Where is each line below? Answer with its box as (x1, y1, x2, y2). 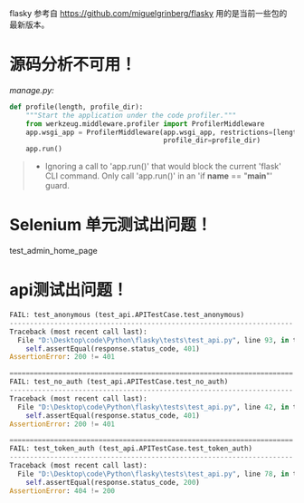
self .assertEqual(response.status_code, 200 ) (25, 478, 201, 487)
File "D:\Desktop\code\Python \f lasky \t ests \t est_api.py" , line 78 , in (17, 469, 290, 479)
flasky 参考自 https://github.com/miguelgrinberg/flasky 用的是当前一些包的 (9, 8, 288, 18)
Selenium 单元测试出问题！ (9, 215, 213, 236)
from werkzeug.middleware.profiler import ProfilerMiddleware (25, 119, 265, 129)
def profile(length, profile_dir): (9, 102, 144, 111)
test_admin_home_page (9, 246, 98, 256)
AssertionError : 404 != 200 (9, 486, 116, 496)
